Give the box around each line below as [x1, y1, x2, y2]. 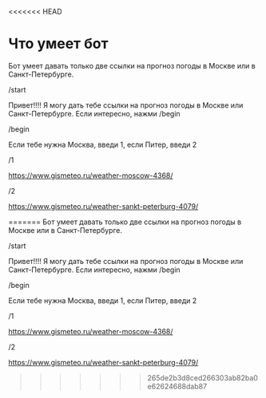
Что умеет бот [8, 35, 109, 53]
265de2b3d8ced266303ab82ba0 [147, 372, 258, 382]
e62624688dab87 [147, 381, 208, 391]
